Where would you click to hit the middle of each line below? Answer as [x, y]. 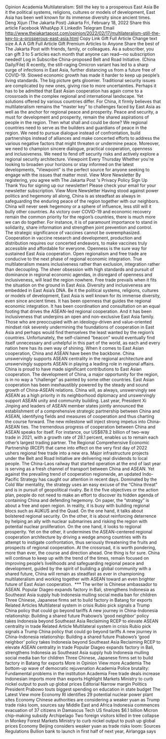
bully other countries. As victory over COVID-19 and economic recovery [78, 212]
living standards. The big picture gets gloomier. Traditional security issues [80, 81]
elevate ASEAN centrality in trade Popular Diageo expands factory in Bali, [80, 647]
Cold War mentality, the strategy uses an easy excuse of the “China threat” [81, 485]
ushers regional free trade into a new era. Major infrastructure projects [77, 453]
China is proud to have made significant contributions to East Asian [73, 369]
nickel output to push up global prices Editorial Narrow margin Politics [76, 684]
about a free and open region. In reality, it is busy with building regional [77, 506]
